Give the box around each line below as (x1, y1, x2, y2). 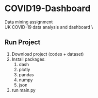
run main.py (11, 87, 36, 93)
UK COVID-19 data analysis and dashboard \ (4, 24, 93, 30)
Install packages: (11, 56, 46, 62)
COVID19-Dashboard (4, 3, 91, 14)
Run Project (4, 38, 41, 47)
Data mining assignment (4, 19, 53, 25)
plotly (18, 66, 30, 72)
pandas (18, 71, 34, 78)
